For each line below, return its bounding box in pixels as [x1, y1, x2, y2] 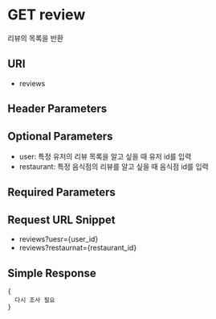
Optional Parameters [7, 129, 113, 143]
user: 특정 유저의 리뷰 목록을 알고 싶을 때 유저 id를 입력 [18, 151, 192, 161]
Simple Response [7, 266, 97, 280]
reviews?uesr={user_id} [18, 234, 99, 244]
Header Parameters [7, 102, 108, 116]
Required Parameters [7, 185, 116, 199]
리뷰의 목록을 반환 [7, 33, 63, 43]
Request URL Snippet [7, 213, 116, 226]
